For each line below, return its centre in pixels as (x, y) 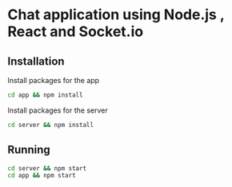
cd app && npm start (42, 176)
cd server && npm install (50, 125)
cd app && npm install (45, 95)
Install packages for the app (54, 80)
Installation (36, 61)
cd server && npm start (47, 168)
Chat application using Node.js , (116, 15)
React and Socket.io (76, 32)
